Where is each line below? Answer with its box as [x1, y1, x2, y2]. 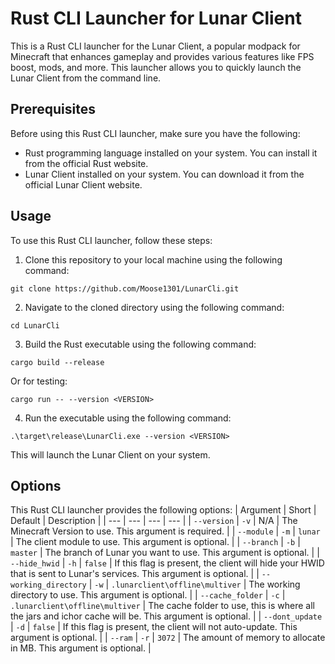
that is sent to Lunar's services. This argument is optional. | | [10, 568, 260, 580]
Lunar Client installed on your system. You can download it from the [24, 168, 305, 180]
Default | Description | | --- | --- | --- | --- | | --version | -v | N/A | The [10, 515, 298, 527]
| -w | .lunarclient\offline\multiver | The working [88, 578, 301, 591]
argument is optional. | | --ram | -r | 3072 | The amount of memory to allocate [10, 632, 326, 644]
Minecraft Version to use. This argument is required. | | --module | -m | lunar [10, 525, 321, 537]
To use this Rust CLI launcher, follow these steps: [10, 234, 213, 246]
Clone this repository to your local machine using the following [24, 253, 283, 266]
